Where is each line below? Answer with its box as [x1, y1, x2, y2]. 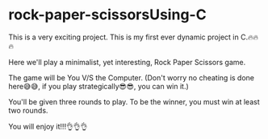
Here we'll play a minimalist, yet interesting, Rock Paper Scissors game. [8, 57, 246, 67]
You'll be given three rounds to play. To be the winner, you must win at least [8, 96, 260, 106]
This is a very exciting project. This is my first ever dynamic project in [8, 32, 240, 42]
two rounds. [8, 105, 48, 115]
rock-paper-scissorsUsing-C [8, 6, 207, 24]
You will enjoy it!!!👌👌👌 [8, 121, 88, 131]
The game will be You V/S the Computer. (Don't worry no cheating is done [8, 72, 255, 82]
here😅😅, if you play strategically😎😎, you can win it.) [8, 81, 190, 91]
